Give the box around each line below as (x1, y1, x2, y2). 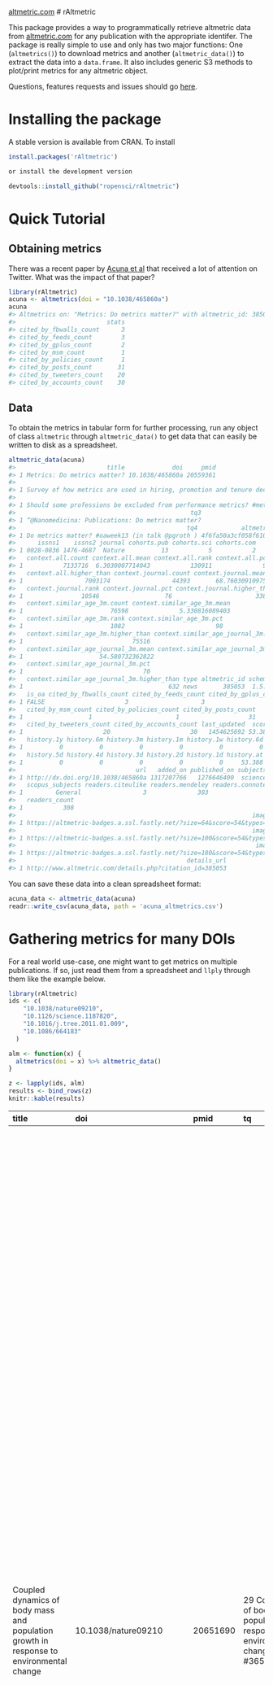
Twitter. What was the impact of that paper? (8, 272, 155, 282)
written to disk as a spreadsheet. (8, 439, 118, 450)
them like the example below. (8, 974, 106, 984)
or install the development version (8, 167, 132, 176)
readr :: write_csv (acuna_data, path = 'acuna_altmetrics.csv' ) (8, 902, 223, 910)
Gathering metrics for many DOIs (8, 929, 236, 948)
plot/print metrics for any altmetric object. (8, 66, 149, 76)
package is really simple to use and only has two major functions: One (8, 40, 244, 50)
